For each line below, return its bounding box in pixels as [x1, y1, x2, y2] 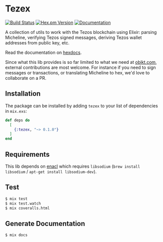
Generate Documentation [5, 219, 85, 228]
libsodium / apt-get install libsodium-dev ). [5, 168, 97, 175]
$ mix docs [5, 233, 28, 238]
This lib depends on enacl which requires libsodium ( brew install [5, 163, 140, 169]
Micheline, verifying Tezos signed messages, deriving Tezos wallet [5, 34, 142, 40]
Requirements [5, 150, 50, 159]
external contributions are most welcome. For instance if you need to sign [5, 64, 156, 70]
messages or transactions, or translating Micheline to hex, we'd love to [5, 69, 150, 75]
